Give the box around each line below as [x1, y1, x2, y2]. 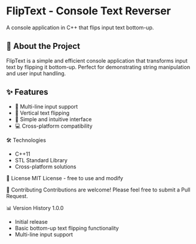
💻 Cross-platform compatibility [14, 122, 93, 129]
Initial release [14, 218, 48, 225]
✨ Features [6, 87, 48, 97]
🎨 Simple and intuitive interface [14, 115, 92, 123]
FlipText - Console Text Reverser [6, 4, 171, 18]
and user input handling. [6, 70, 66, 77]
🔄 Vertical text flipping [14, 109, 70, 116]
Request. [6, 192, 28, 199]
